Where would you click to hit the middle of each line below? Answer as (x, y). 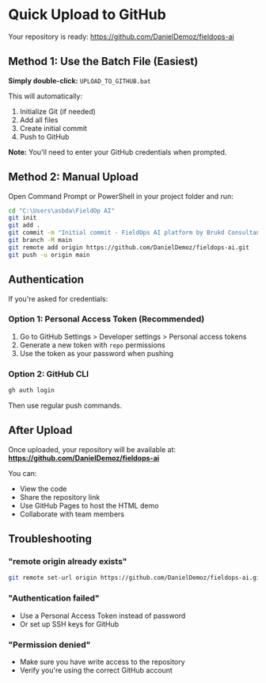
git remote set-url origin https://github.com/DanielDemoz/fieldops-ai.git (136, 578)
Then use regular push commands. (65, 405)
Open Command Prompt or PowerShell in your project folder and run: (121, 196)
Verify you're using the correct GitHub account (96, 670)
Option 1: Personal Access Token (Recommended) (106, 319)
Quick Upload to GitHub (87, 15)
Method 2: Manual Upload (73, 177)
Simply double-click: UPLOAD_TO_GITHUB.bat (80, 80)
